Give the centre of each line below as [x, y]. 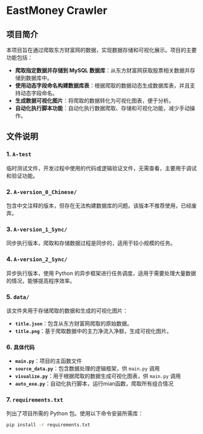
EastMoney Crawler [57, 11]
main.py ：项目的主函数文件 [48, 361]
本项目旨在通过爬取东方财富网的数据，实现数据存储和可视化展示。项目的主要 [101, 50]
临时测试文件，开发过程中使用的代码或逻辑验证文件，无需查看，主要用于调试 [101, 168]
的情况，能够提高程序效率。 [41, 280]
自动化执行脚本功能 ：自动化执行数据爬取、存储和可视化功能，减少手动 [102, 108]
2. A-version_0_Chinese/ [42, 192]
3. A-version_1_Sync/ [37, 229]
